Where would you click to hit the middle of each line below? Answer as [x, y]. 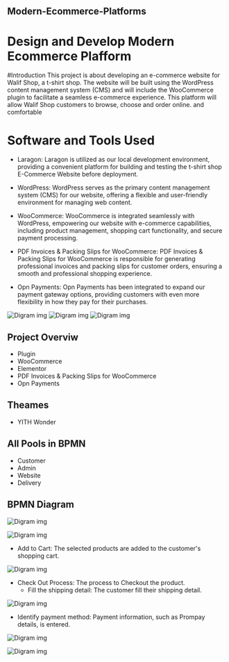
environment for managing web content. [75, 202]
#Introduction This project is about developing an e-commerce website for [114, 75]
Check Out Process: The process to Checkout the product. [101, 582]
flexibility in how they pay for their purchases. [82, 302]
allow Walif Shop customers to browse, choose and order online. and [106, 105]
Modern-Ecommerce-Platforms [77, 11]
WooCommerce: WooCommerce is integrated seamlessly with [106, 216]
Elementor [32, 369]
